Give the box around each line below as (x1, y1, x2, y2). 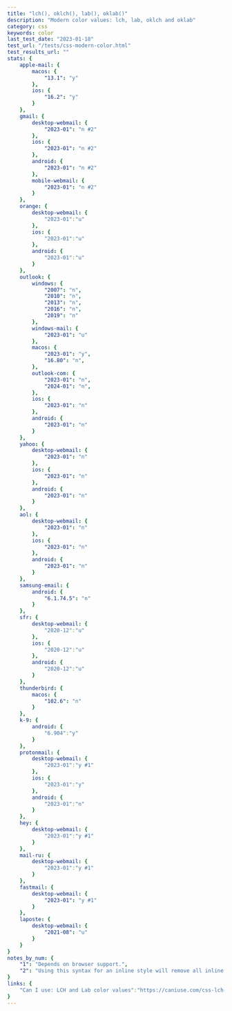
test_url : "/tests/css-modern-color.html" (7, 42, 131, 49)
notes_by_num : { (7, 954, 54, 961)
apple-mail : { (19, 62, 60, 68)
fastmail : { (19, 884, 54, 891)
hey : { (19, 820, 39, 826)
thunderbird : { (19, 685, 64, 692)
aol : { (19, 511, 39, 518)
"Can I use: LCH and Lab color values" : (19, 986, 137, 994)
